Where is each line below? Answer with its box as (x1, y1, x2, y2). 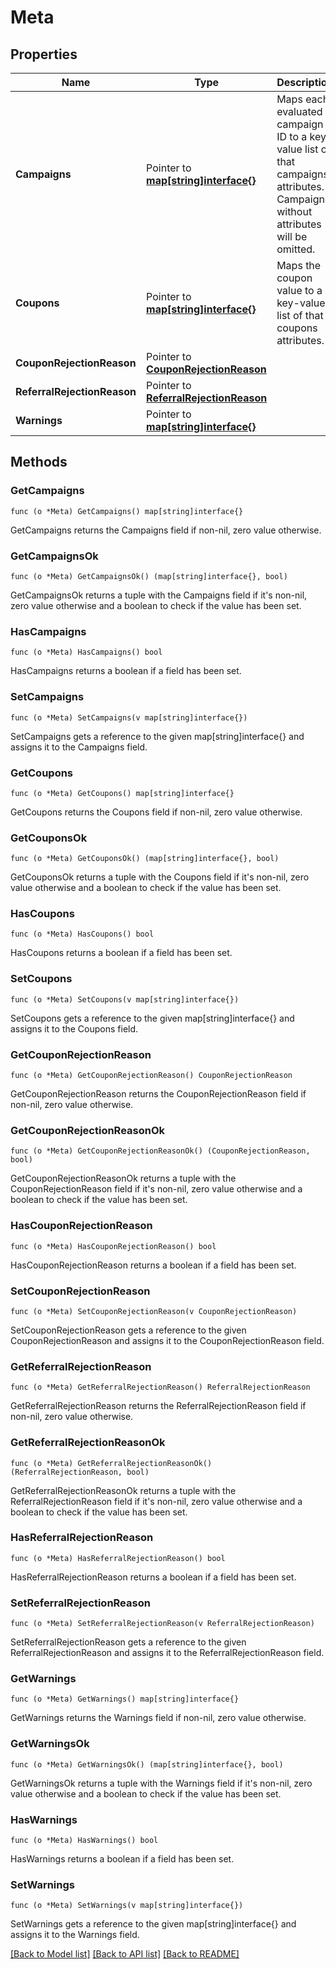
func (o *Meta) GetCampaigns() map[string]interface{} (10, 506, 244, 516)
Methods (10, 454, 68, 471)
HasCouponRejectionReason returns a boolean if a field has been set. (10, 1259, 297, 1271)
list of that (276, 309, 324, 322)
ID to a (276, 130, 308, 143)
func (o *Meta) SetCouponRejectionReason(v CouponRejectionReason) (10, 1306, 298, 1316)
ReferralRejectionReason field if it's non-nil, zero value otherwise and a (10, 1495, 303, 1507)
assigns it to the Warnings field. (10, 1929, 140, 1941)
